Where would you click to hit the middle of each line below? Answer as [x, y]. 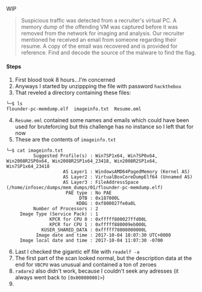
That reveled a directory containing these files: [73, 92]
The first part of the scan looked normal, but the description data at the [103, 258]
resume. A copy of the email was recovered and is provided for [99, 46]
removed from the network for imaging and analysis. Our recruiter [103, 33]
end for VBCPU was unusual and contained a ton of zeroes [86, 265]
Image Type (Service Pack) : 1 [59, 214]
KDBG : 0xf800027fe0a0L [106, 204]
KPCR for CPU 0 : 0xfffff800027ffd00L [98, 219]
